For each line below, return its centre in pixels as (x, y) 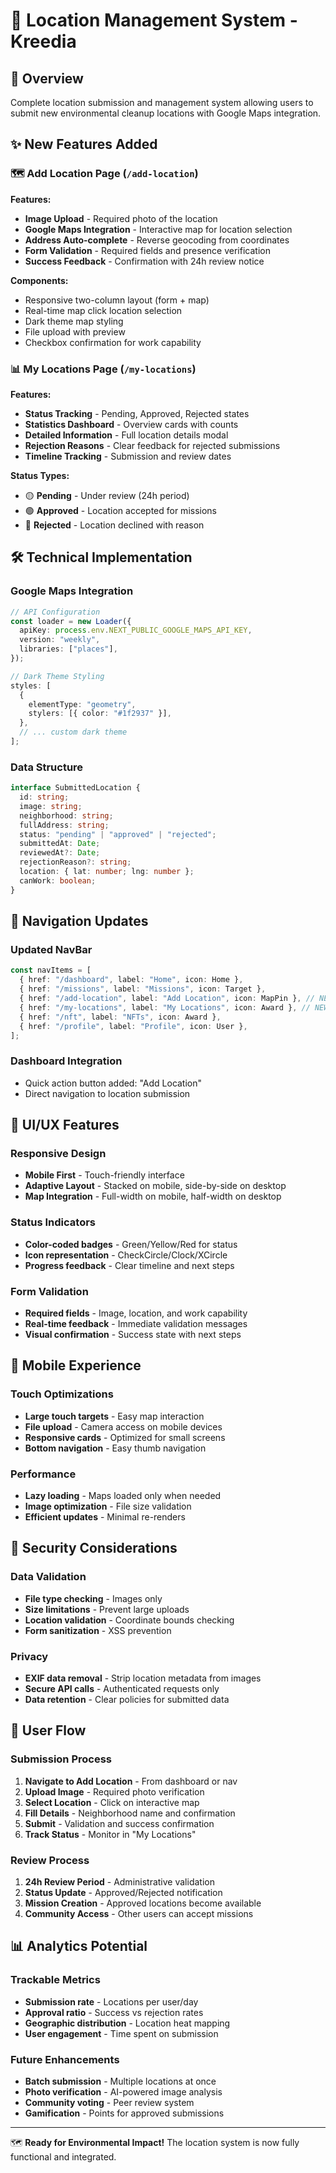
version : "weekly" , (60, 640)
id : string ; (44, 797)
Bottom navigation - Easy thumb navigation (115, 1448)
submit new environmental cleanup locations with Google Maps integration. (166, 113)
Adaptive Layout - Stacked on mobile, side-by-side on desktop (155, 1186)
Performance (43, 1474)
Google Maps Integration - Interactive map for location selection (158, 229)
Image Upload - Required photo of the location (121, 218)
